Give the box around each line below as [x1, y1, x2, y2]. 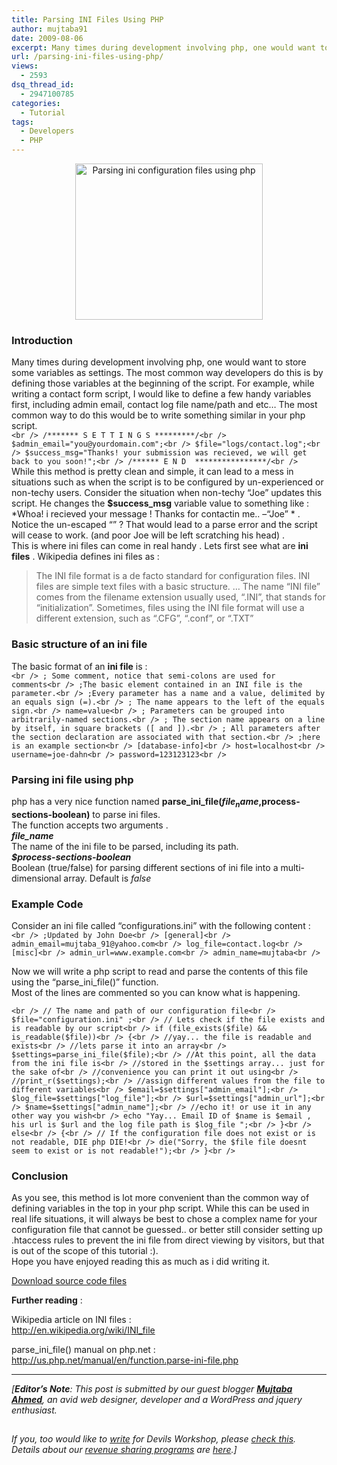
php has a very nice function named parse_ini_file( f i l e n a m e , [11, 795, 263, 810]
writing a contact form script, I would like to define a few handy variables [11, 388, 312, 400]
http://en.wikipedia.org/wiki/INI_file [11, 1324, 156, 1336]
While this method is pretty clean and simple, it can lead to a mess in [11, 466, 294, 478]
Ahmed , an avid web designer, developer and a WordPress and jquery [11, 1394, 303, 1406]
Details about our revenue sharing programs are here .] [11, 1444, 238, 1456]
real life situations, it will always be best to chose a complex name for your [11, 1213, 318, 1225]
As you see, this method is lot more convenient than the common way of [11, 1192, 310, 1204]
